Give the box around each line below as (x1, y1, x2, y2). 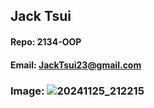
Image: (10, 84, 45, 98)
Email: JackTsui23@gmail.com (10, 59, 142, 71)
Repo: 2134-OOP (10, 35, 82, 48)
